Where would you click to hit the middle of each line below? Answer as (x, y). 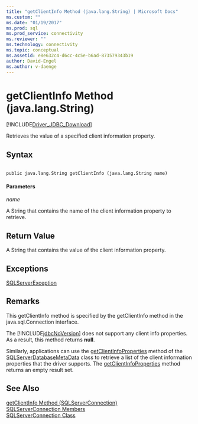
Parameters (21, 186)
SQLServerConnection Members (46, 409)
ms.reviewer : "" (26, 39)
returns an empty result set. (40, 370)
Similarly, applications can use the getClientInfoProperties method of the (95, 351)
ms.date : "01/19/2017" (34, 22)
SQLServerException (32, 283)
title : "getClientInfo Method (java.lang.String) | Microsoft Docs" (92, 12)
